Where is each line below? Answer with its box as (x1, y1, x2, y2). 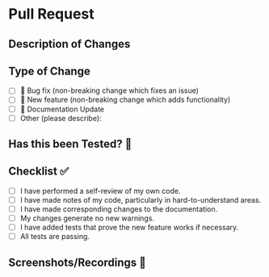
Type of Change (8, 64, 90, 78)
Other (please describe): (19, 113, 103, 123)
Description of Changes (8, 37, 131, 51)
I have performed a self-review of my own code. (19, 186, 181, 195)
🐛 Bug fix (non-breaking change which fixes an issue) (19, 86, 200, 95)
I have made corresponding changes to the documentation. (19, 204, 218, 214)
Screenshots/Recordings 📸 (8, 255, 147, 269)
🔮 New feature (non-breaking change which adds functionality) (19, 94, 231, 105)
